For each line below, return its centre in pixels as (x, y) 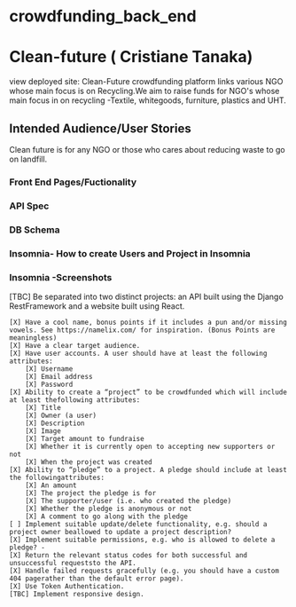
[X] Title (43, 407)
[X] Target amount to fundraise (85, 438)
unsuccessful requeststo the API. (73, 563)
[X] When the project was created (89, 462)
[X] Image (43, 431)
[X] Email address (59, 376)
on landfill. (28, 159)
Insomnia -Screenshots (61, 277)
